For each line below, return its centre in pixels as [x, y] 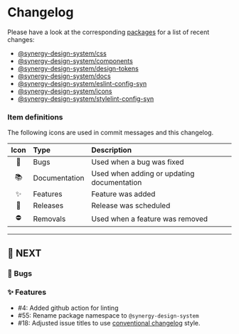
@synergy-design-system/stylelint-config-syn [86, 98]
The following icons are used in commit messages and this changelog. [111, 133]
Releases [48, 205]
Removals [49, 219]
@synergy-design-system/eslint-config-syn [82, 83]
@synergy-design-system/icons [65, 91]
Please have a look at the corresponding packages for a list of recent [108, 32]
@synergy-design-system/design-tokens [78, 68]
